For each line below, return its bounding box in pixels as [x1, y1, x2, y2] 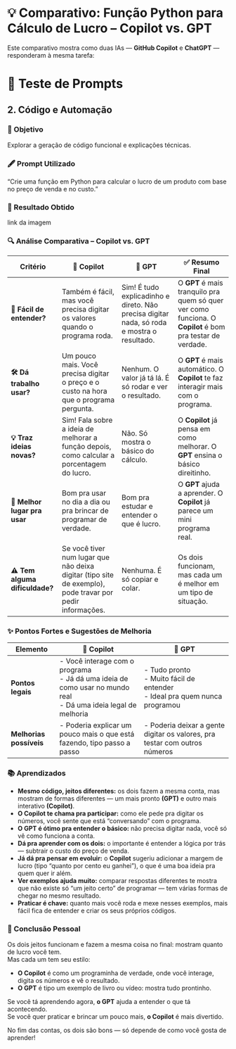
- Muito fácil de [143, 674, 195, 683]
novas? [11, 450, 37, 460]
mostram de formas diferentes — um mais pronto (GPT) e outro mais [17, 794, 217, 803]
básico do [122, 445, 155, 455]
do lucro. [62, 468, 91, 478]
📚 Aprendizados [7, 768, 66, 778]
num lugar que [62, 552, 110, 562]
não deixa [62, 561, 95, 571]
